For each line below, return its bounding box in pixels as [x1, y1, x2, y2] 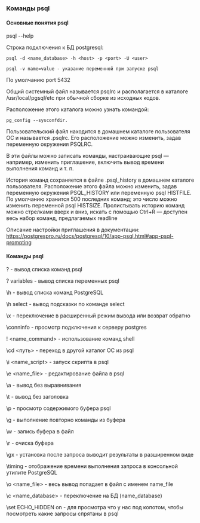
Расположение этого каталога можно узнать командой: [6, 106, 149, 113]
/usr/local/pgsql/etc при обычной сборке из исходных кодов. [6, 94, 161, 102]
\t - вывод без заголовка [6, 393, 69, 400]
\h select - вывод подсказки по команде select [6, 301, 125, 308]
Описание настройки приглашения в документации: [6, 226, 140, 234]
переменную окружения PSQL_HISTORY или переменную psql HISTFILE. [6, 189, 192, 197]
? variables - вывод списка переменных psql [6, 277, 119, 285]
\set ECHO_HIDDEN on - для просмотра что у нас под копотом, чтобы [6, 504, 184, 511]
